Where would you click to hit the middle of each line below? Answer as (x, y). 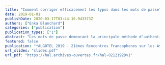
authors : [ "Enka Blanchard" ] (35, 23)
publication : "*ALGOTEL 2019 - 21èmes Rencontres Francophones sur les (80, 46)
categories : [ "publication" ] (35, 28)
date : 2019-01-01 (23, 14)
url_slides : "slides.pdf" (31, 50)
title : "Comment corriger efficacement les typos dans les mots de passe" (83, 10)
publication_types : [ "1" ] (31, 32)
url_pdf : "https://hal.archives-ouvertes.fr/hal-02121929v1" (69, 55)
